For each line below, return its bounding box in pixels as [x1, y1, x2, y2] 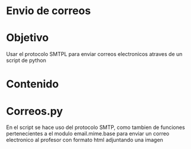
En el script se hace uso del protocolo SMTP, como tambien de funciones [6, 124, 185, 131]
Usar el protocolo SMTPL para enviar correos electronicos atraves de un [6, 51, 183, 58]
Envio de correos [6, 4, 91, 18]
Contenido [6, 78, 59, 91]
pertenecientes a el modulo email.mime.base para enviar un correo [6, 130, 170, 137]
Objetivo [6, 31, 49, 45]
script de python [6, 57, 46, 64]
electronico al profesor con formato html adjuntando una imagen [6, 137, 164, 144]
